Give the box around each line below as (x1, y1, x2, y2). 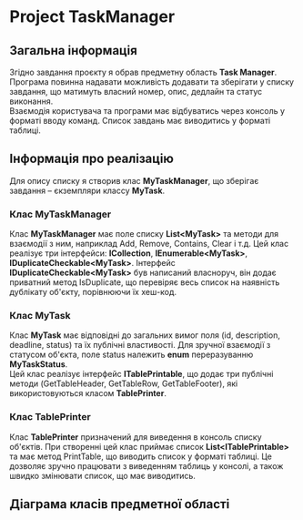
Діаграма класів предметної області (9, 496, 230, 512)
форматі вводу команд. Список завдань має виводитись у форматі (9, 116, 271, 126)
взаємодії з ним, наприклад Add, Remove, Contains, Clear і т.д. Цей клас (9, 239, 289, 250)
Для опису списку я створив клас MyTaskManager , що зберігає (9, 175, 259, 186)
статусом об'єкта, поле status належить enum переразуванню (9, 349, 254, 361)
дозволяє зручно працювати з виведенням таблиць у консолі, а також (9, 460, 284, 471)
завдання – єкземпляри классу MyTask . (9, 185, 166, 196)
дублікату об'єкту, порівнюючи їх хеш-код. (9, 287, 177, 298)
